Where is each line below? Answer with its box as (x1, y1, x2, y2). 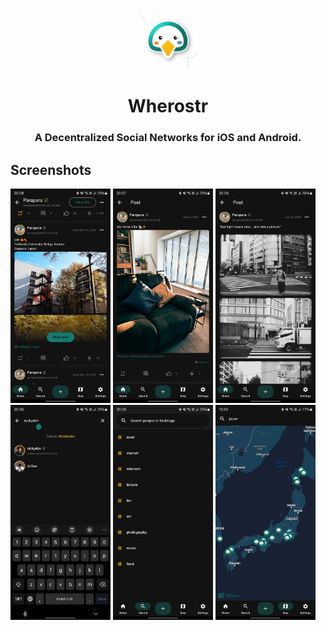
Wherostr (127, 95, 209, 118)
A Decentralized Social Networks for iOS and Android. (34, 131, 302, 145)
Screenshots (10, 161, 92, 178)
